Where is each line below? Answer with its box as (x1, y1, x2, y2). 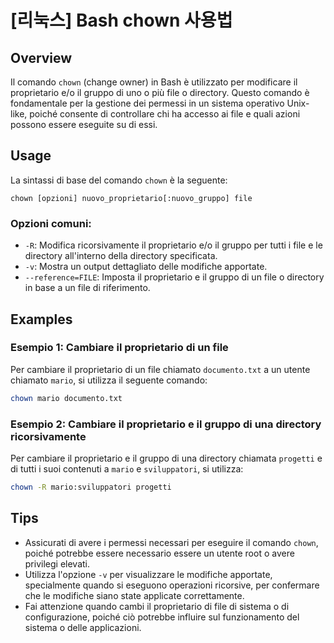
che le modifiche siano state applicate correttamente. (24, 589, 245, 601)
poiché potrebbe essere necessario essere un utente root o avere (24, 547, 295, 559)
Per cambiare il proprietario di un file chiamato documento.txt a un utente (10, 363, 311, 375)
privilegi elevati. (24, 557, 90, 570)
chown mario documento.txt (10, 393, 123, 403)
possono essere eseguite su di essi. (10, 119, 158, 130)
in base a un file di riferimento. (24, 282, 151, 294)
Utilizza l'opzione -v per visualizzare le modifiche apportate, (24, 568, 273, 580)
